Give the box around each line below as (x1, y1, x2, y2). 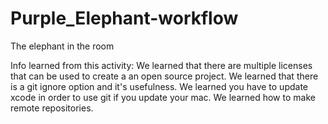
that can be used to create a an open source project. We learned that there (10, 70, 319, 82)
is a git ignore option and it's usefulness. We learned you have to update (10, 80, 308, 92)
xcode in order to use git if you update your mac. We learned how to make (10, 91, 316, 103)
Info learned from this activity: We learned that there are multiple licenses (10, 59, 313, 71)
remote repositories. (10, 102, 94, 114)
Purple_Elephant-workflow (10, 7, 239, 30)
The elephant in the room (10, 40, 115, 52)
